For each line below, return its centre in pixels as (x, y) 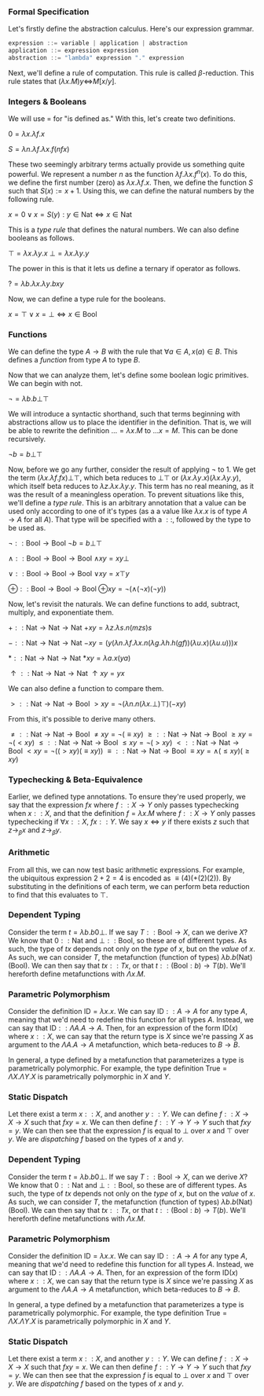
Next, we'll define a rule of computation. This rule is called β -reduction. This (131, 72)
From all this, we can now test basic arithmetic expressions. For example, (126, 869)
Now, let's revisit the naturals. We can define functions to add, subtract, (124, 604)
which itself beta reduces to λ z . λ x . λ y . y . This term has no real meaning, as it (131, 487)
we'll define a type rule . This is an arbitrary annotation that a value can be (127, 503)
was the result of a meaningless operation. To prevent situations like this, (126, 494)
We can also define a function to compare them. (86, 689)
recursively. (27, 439)
